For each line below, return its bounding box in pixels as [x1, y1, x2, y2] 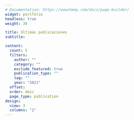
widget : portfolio [5, 12, 43, 17]
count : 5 [9, 48, 28, 53]
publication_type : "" [14, 71, 58, 76]
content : [5, 43, 23, 48]
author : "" [14, 57, 37, 62]
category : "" [14, 62, 41, 67]
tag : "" [14, 76, 30, 80]
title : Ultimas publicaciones [5, 30, 68, 35]
